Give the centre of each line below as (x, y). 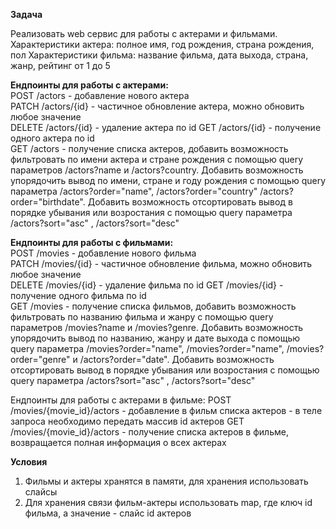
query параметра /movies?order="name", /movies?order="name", (147, 348)
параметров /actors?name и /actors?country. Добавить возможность (157, 170)
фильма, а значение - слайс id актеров (108, 513)
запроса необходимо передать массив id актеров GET (127, 421)
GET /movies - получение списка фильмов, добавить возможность (153, 306)
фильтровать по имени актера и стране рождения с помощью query (157, 159)
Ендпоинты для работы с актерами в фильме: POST (121, 400)
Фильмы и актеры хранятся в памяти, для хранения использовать (166, 481)
